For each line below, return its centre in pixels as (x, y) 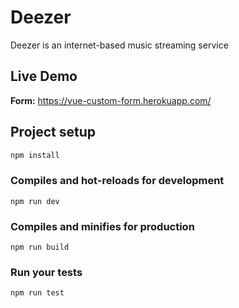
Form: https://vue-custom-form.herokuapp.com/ (111, 100)
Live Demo (44, 76)
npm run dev (35, 201)
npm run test (37, 293)
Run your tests (46, 272)
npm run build (40, 247)
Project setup (53, 132)
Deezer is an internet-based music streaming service (119, 45)
